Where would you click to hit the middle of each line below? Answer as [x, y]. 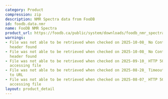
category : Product [24, 10]
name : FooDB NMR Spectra [31, 28]
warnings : [15, 38]
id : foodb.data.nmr [25, 24]
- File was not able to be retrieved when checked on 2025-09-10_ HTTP [81, 61]
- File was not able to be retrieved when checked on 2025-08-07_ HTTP [81, 79]
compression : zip [23, 14]
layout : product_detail [30, 89]
